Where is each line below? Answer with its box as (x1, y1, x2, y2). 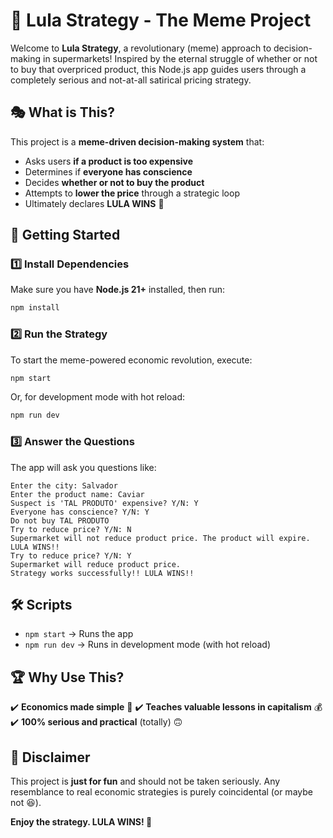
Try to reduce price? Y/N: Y (10, 550, 132, 561)
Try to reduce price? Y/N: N (10, 524, 132, 534)
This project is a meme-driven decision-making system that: (10, 135, 265, 148)
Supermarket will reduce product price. (10, 559, 182, 569)
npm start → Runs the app (24, 628, 134, 640)
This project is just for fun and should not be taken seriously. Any (10, 775, 281, 788)
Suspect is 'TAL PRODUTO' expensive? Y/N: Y (10, 498, 199, 508)
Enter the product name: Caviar (10, 489, 145, 499)
